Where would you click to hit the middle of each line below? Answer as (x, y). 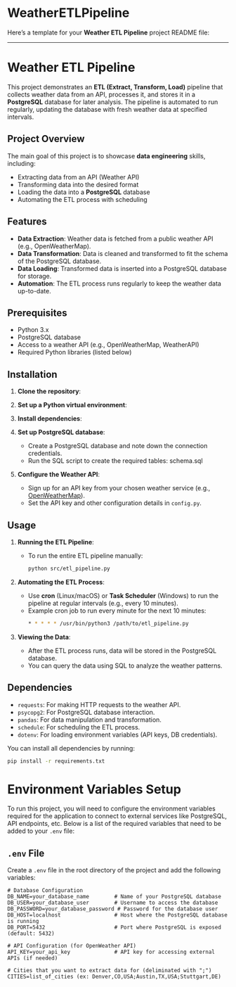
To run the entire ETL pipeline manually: (85, 555)
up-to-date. (34, 291)
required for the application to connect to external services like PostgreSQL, (117, 816)
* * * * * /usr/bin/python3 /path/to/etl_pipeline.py (108, 623)
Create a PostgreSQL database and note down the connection (118, 446)
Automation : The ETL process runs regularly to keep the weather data (119, 284)
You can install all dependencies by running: (71, 748)
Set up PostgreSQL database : (61, 432)
